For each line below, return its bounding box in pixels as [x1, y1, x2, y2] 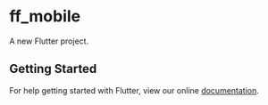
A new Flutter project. [9, 36, 89, 46]
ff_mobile [9, 6, 81, 27]
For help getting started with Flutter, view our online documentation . [9, 85, 259, 95]
